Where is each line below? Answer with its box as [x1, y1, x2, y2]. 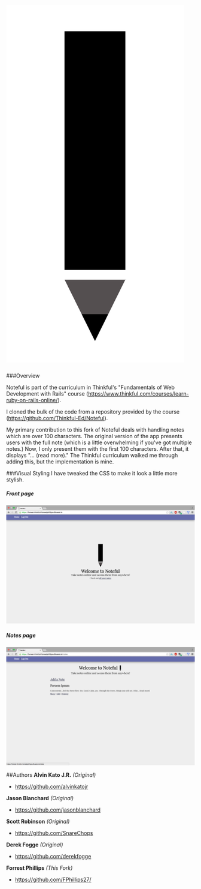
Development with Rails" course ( [6, 390, 89, 397]
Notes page [6, 631, 36, 639]
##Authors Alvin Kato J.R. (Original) [6, 771, 96, 779]
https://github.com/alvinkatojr [14, 783, 89, 790]
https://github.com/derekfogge [14, 852, 92, 860]
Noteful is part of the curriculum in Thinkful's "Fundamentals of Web [6, 384, 175, 391]
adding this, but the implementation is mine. [6, 458, 114, 465]
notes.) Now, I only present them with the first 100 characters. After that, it [6, 445, 189, 452]
